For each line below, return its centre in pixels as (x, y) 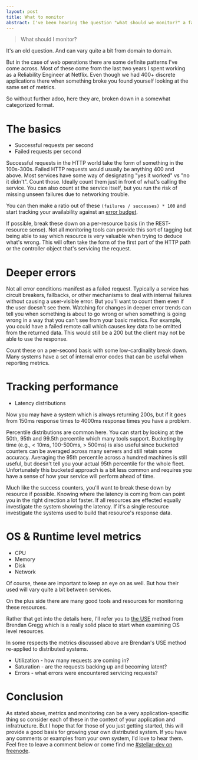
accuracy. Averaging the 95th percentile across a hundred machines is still (97, 458)
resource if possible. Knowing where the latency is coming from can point (96, 494)
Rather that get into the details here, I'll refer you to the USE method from (95, 619)
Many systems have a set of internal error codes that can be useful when (95, 357)
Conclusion (35, 697)
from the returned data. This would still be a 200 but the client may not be (96, 333)
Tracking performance (62, 387)
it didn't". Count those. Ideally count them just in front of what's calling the (96, 182)
